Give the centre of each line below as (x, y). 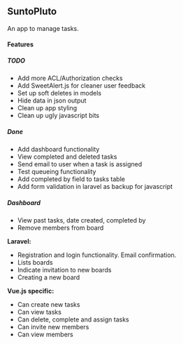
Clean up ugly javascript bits (58, 116)
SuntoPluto (32, 12)
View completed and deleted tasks (67, 157)
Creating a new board (49, 277)
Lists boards (35, 263)
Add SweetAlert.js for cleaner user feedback (81, 86)
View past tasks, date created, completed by (81, 220)
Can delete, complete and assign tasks (73, 319)
